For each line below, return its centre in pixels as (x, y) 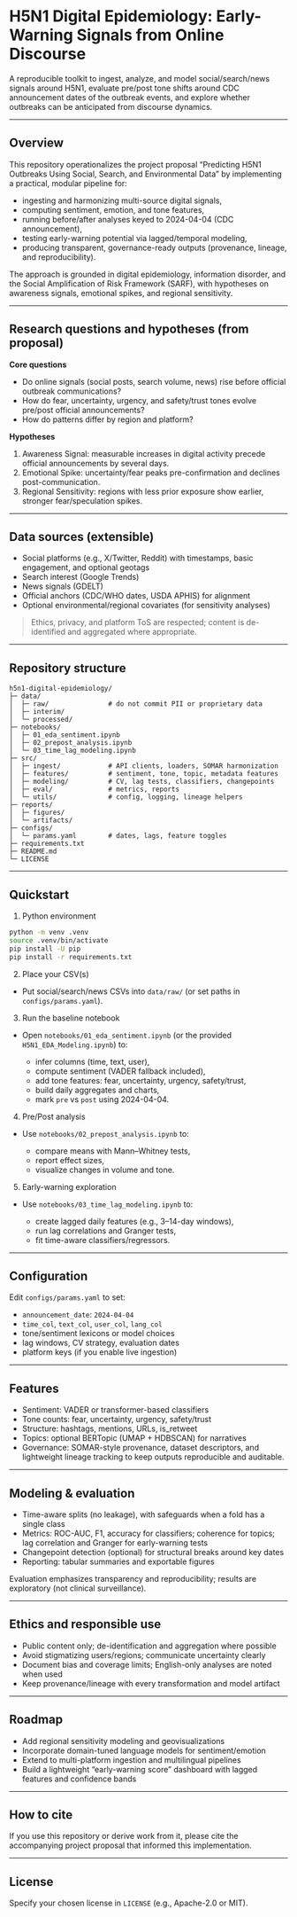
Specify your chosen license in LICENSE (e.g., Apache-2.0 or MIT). (129, 1903)
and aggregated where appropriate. (132, 632)
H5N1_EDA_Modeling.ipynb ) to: (75, 1045)
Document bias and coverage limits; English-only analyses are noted (147, 1664)
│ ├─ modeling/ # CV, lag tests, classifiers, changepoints (142, 782)
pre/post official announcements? (83, 410)
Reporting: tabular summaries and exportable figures (118, 1561)
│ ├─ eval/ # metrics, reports (94, 790)
